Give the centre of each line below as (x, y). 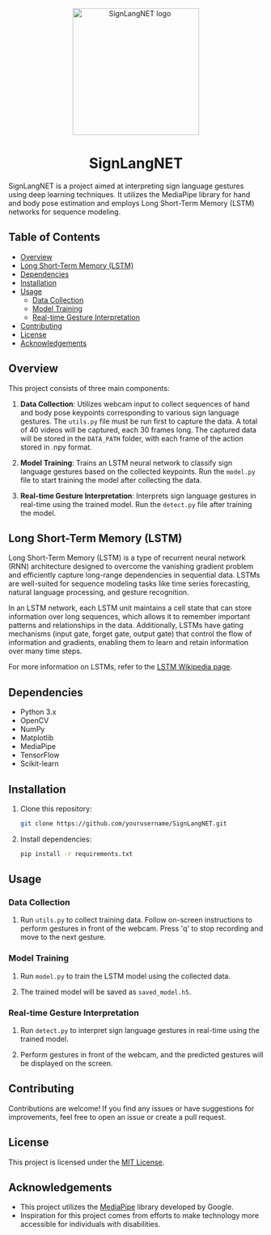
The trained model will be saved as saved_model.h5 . (106, 992)
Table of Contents (55, 237)
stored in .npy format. (56, 447)
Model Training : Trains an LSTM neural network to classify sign (126, 463)
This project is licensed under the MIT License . (87, 1162)
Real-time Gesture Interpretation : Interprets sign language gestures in (138, 496)
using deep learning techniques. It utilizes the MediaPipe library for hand (129, 194)
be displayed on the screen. (66, 1064)
